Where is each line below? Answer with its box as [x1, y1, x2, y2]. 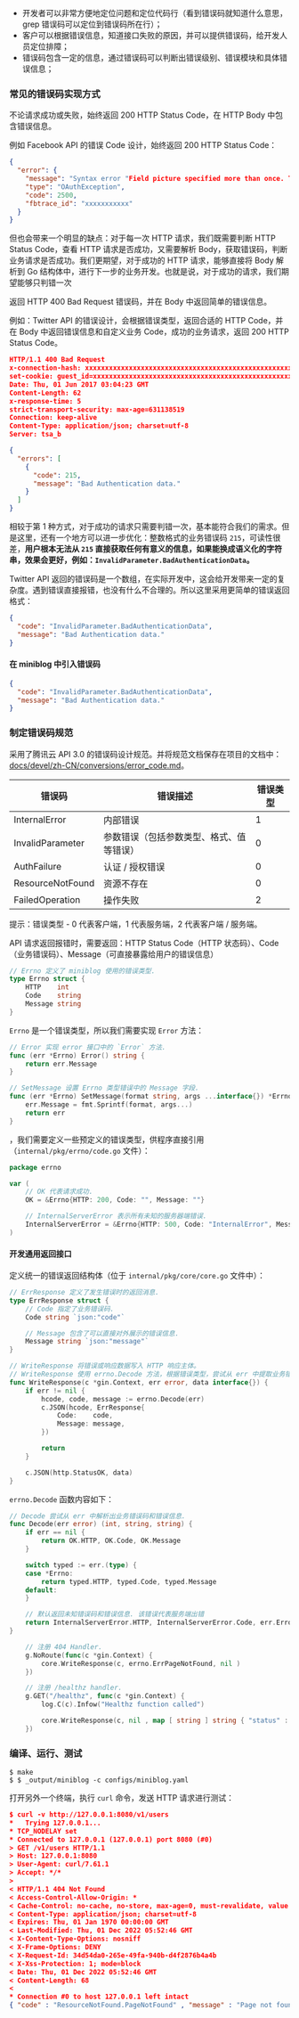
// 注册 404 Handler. [25, 1642, 102, 1651]
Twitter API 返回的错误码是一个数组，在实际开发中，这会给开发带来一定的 [9, 574, 278, 584]
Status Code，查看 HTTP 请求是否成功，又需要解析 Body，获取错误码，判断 [9, 244, 288, 255]
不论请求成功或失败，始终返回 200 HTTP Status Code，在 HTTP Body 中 [9, 110, 276, 120]
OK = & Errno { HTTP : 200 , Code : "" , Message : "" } [25, 1196, 206, 1205]
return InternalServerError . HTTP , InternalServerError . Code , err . [25, 1618, 277, 1628]
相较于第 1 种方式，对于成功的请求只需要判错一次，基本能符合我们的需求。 [9, 521, 282, 532]
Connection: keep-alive [9, 413, 98, 422]
